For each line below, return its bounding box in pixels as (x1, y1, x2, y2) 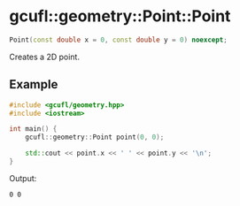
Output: (9, 172, 37, 183)
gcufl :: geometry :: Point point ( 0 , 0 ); (25, 133, 165, 142)
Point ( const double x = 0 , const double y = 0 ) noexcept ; (9, 35, 228, 44)
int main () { (9, 125, 58, 134)
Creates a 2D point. (9, 51, 80, 62)
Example (9, 77, 58, 92)
